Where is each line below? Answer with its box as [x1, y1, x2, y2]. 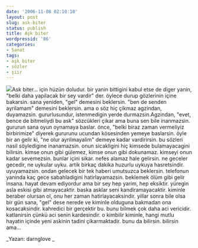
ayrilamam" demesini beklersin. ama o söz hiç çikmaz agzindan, [6, 105, 162, 112]
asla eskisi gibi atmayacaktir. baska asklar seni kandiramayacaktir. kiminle [6, 187, 186, 194]
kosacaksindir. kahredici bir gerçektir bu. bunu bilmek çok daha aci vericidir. [6, 205, 191, 213]
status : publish [6, 25, 46, 31]
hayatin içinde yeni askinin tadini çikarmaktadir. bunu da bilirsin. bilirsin [6, 218, 179, 225]
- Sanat [6, 47, 25, 53]
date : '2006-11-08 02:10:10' [6, 8, 78, 15]
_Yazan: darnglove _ [6, 236, 55, 243]
